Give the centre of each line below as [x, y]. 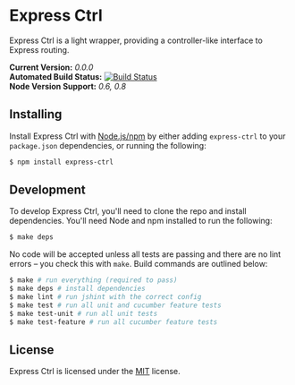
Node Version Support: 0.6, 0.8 [68, 86]
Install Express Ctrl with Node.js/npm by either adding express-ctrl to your [147, 136]
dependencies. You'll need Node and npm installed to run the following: [141, 221]
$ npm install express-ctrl [62, 162]
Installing [36, 114]
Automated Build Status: [56, 76]
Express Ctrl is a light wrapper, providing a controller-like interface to [136, 40]
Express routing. [39, 49]
